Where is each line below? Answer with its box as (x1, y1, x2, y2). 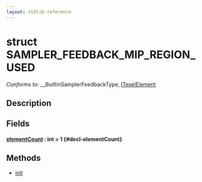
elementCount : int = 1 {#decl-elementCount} (6, 135, 123, 143)
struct (6, 34, 37, 48)
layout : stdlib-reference (6, 8, 71, 15)
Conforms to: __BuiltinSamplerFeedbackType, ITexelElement (6, 80, 156, 88)
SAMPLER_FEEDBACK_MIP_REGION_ (6, 48, 195, 61)
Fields (6, 119, 30, 129)
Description (6, 98, 51, 108)
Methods (6, 153, 41, 163)
